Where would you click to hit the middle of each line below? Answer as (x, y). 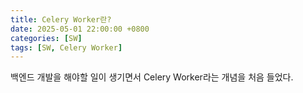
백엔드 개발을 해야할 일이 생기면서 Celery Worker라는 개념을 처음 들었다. (152, 77)
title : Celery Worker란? (61, 19)
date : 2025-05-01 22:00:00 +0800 (80, 29)
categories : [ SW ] (46, 38)
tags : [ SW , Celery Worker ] (66, 47)
